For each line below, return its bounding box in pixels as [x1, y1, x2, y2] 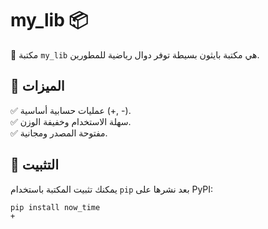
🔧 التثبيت [10, 157, 59, 174]
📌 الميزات [10, 78, 65, 95]
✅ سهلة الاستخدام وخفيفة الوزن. [10, 115, 132, 127]
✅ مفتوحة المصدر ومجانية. [10, 127, 108, 139]
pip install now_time [10, 202, 101, 212]
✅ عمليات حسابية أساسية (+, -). [10, 104, 132, 116]
